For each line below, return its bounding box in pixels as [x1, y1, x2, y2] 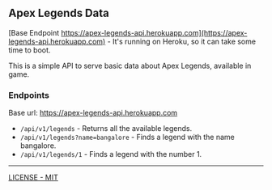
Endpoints [8, 89, 50, 100]
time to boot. [8, 44, 51, 55]
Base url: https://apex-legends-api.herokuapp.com [8, 108, 178, 118]
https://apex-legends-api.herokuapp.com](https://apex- [61, 27, 248, 37]
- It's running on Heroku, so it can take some [107, 36, 257, 46]
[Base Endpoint [8, 27, 60, 37]
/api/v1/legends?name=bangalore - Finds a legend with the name [19, 133, 235, 142]
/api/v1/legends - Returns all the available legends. [19, 124, 193, 133]
